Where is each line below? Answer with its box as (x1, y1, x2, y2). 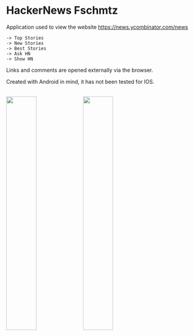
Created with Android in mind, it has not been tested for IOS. (6, 78, 155, 85)
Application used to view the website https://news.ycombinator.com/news (6, 23, 188, 31)
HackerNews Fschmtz (6, 4, 118, 17)
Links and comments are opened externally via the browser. (6, 66, 153, 74)
